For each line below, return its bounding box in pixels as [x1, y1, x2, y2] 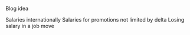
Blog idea [5, 5, 29, 12]
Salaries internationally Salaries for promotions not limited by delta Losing [5, 16, 185, 23]
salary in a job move [5, 23, 54, 29]
